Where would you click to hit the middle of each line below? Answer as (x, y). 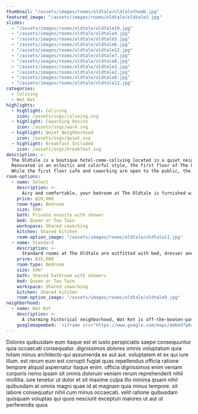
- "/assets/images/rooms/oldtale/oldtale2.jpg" (71, 72)
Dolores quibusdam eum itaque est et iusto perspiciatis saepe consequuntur (99, 342)
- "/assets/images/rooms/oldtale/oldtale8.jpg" (71, 61)
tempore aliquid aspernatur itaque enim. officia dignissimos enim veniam (94, 367)
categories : (21, 89)
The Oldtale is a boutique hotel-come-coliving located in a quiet (96, 160)
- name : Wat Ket (31, 309)
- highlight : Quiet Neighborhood (52, 133)
